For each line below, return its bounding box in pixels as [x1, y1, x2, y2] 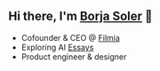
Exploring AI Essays [20, 42, 94, 52]
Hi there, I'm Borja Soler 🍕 [8, 9, 153, 24]
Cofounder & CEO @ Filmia [20, 32, 121, 43]
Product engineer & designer [20, 51, 127, 62]
